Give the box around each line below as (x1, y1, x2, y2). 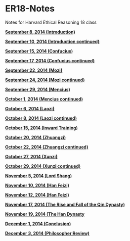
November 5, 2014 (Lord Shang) (5, 173, 72, 179)
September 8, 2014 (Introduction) (5, 29, 76, 35)
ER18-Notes (5, 3, 55, 14)
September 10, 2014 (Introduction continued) (5, 38, 100, 45)
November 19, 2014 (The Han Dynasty (5, 211, 85, 217)
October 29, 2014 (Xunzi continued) (5, 163, 81, 169)
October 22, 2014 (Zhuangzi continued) (5, 144, 88, 150)
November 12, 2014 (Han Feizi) (5, 192, 69, 198)
